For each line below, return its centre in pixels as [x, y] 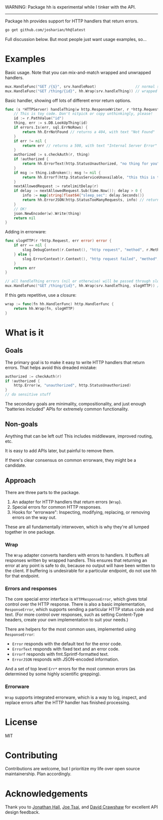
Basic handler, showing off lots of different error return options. [68, 100]
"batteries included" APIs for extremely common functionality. [67, 409]
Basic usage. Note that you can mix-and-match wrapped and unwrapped [78, 72]
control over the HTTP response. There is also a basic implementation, [75, 604]
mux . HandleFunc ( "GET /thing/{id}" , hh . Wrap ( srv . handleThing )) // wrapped [81, 91]
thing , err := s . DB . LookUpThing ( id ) [51, 123]
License [21, 722]
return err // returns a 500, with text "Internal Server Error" [90, 146]
